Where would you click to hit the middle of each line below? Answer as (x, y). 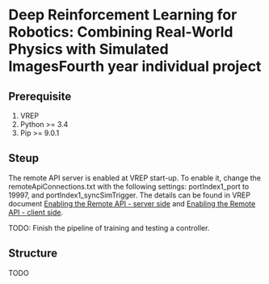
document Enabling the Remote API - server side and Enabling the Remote (132, 203)
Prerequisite (40, 96)
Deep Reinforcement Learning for (123, 15)
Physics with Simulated (88, 49)
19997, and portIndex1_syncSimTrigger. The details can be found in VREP (129, 195)
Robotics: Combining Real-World (121, 32)
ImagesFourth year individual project (135, 67)
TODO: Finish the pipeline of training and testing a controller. (109, 227)
